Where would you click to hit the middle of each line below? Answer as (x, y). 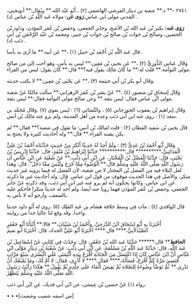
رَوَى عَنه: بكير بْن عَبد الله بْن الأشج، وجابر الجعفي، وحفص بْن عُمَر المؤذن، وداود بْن (95, 28)
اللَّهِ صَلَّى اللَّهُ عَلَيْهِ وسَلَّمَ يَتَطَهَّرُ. (40, 273)
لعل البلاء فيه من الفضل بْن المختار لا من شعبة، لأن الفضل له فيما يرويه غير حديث (94, 170)
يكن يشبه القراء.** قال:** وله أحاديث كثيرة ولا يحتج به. (66, 134)
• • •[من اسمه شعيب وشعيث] (40, 296)
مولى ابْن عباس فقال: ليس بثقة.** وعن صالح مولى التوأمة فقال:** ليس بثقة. (90, 98)
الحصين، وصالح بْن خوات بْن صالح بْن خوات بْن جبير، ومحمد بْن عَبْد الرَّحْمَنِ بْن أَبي (94, 34)
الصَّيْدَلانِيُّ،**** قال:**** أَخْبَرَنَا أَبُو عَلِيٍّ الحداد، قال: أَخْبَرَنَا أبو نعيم (77, 230)
